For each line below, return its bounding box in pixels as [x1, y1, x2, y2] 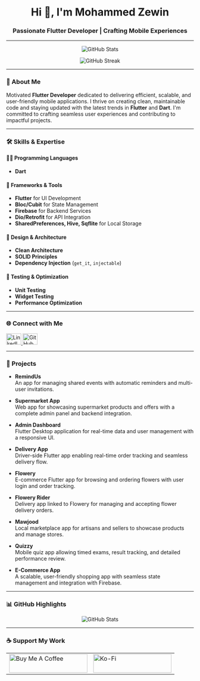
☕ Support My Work [6, 637, 65, 645]
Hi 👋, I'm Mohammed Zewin [30, 5, 170, 19]
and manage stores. [14, 531, 64, 538]
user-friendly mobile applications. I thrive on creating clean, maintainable [6, 98, 186, 105]
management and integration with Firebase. [14, 579, 122, 586]
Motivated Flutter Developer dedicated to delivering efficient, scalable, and [6, 91, 192, 98]
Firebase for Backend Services [14, 207, 91, 214]
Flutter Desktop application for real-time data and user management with [14, 428, 194, 435]
